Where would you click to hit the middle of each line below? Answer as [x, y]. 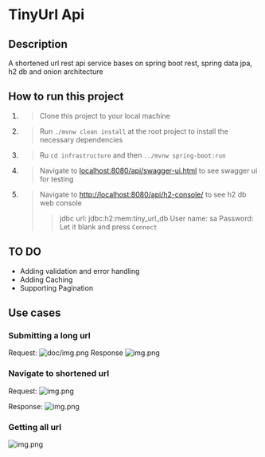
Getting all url [35, 427]
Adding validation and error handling [80, 271]
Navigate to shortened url [59, 373]
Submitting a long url [49, 335]
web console [60, 203]
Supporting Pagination [57, 287]
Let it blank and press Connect [108, 227]
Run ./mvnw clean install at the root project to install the [134, 131]
